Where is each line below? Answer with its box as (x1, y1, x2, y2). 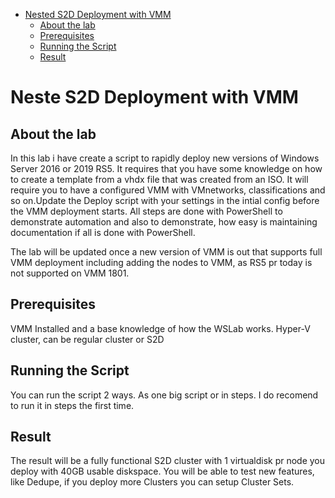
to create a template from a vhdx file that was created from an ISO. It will (10, 174, 309, 185)
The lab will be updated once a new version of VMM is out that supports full (10, 246, 323, 258)
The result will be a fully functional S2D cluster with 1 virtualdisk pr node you (10, 455, 326, 467)
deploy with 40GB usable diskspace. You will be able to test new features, (10, 465, 315, 478)
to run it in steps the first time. (10, 399, 135, 411)
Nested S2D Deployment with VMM (24, 9, 172, 20)
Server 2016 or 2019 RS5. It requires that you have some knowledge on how (10, 163, 323, 174)
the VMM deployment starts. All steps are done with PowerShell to (10, 205, 283, 217)
